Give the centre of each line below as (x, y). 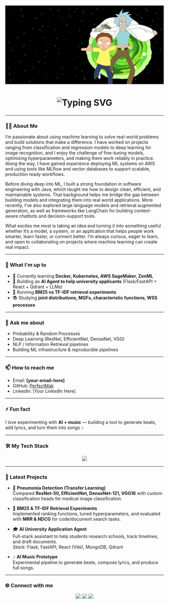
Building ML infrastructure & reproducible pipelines (65, 350)
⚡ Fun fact (18, 409)
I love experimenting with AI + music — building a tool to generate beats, (81, 422)
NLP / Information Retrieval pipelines (51, 344)
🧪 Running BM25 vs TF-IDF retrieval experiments (64, 292)
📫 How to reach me (30, 368)
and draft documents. (35, 542)
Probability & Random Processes (46, 333)
